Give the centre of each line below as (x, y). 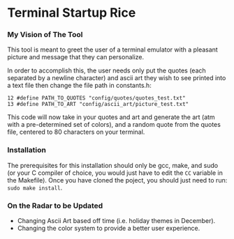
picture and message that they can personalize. (76, 57)
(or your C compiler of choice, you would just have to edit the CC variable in (115, 173)
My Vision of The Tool (45, 35)
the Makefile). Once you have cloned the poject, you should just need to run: (117, 180)
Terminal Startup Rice (72, 13)
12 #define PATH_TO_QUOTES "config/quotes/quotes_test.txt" (97, 98)
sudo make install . (35, 187)
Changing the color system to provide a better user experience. (109, 229)
